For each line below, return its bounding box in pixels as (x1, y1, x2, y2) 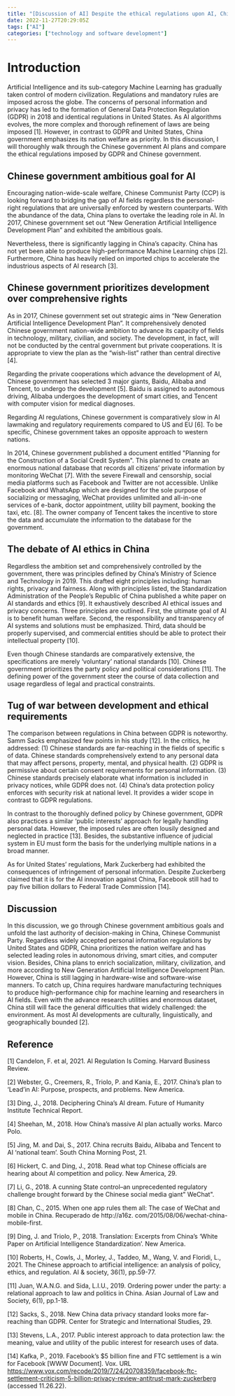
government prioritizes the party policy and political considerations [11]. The (7, 664, 226, 673)
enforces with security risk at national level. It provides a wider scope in (7, 788, 214, 797)
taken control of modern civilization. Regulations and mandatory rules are (7, 90, 219, 99)
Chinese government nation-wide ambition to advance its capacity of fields (7, 326, 225, 334)
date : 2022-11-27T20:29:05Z (7, 17, 90, 24)
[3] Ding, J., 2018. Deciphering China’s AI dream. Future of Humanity (7, 1099, 205, 1107)
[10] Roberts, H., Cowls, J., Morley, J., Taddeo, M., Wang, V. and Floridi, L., (7, 1253, 222, 1262)
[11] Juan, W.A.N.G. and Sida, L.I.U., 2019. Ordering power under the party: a (7, 1281, 227, 1290)
